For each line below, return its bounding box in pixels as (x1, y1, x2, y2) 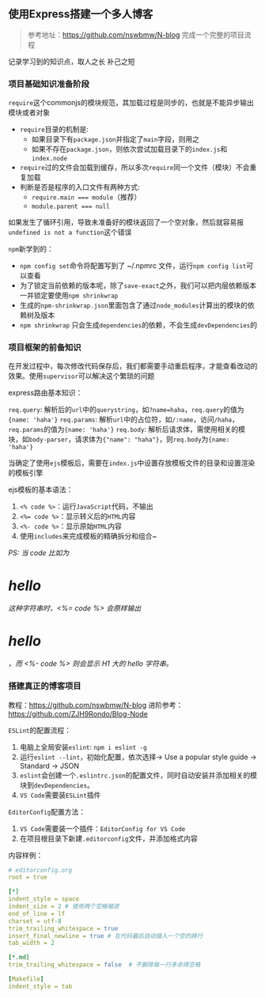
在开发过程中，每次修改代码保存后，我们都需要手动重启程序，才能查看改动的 (8, 361, 258, 371)
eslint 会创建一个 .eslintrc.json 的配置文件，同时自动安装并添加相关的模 (19, 770, 257, 780)
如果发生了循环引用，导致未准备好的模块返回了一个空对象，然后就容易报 (8, 217, 244, 227)
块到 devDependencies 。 (19, 780, 95, 789)
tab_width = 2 (8, 939, 55, 947)
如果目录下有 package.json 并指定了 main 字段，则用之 (31, 134, 200, 144)
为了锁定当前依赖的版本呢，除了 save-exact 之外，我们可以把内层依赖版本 (19, 281, 257, 290)
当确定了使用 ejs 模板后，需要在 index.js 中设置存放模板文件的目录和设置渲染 (8, 458, 256, 468)
